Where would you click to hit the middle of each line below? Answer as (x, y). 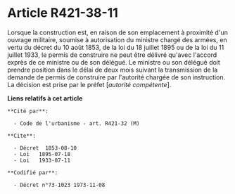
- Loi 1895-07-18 (42, 154)
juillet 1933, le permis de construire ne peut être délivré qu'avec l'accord (112, 55)
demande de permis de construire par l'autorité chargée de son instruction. (116, 77)
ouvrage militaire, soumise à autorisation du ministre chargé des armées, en (117, 39)
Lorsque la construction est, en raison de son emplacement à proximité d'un (118, 32)
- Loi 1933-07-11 (42, 160)
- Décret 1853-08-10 (45, 148)
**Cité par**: (28, 111)
